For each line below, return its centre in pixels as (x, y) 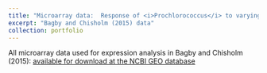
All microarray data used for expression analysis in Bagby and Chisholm (126, 53)
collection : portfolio (46, 30)
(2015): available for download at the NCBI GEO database (102, 61)
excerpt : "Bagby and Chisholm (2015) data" (81, 23)
